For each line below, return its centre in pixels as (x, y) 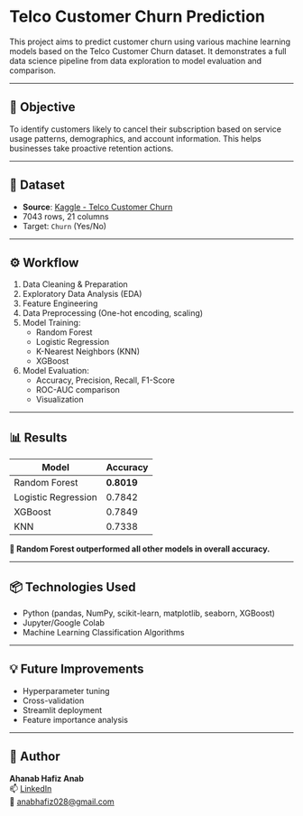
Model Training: (51, 323)
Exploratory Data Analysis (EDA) (82, 294)
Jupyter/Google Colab (64, 623)
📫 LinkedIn (31, 788)
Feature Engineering (60, 303)
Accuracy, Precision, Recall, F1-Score (106, 380)
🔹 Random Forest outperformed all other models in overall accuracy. (140, 549)
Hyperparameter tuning (66, 691)
